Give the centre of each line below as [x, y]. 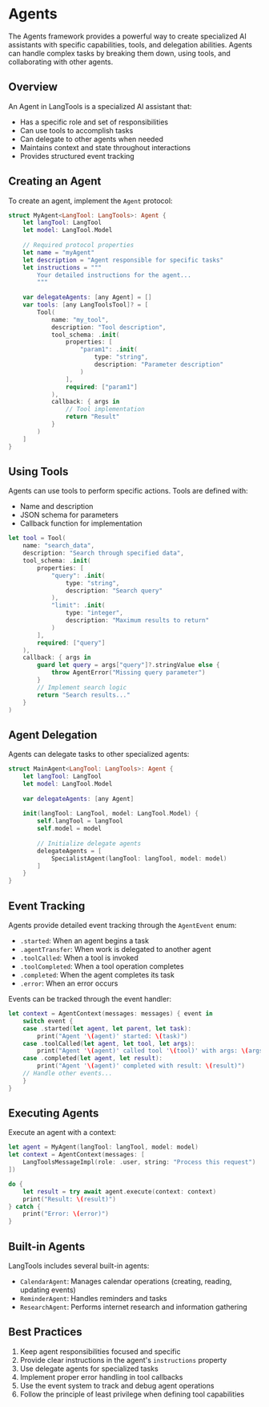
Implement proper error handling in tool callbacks [101, 1377]
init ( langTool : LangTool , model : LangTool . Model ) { [110, 814]
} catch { [25, 1206]
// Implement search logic [82, 687]
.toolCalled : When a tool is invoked [79, 958]
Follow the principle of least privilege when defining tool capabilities [132, 1394]
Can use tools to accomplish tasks [76, 130]
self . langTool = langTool [80, 821]
